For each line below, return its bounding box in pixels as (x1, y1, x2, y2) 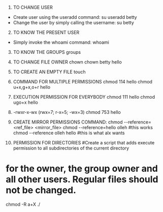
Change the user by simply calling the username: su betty (13, 20, 134, 25)
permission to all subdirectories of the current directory (13, 145, 129, 151)
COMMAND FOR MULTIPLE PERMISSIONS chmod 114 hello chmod (13, 79, 153, 84)
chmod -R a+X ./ (6, 201, 41, 207)
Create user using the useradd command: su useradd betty (13, 14, 137, 20)
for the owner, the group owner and (6, 163, 158, 174)
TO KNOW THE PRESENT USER (13, 29, 80, 35)
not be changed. (6, 185, 77, 196)
